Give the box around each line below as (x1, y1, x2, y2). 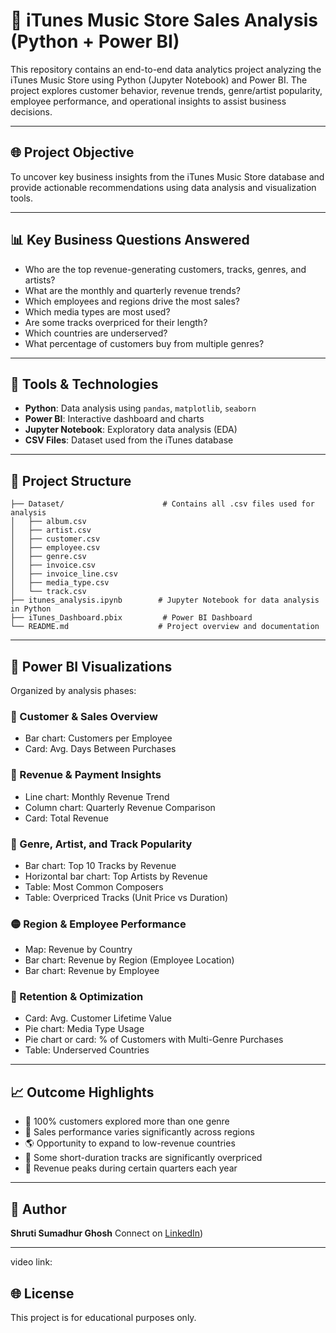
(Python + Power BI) (10, 30, 180, 53)
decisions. (10, 105, 53, 118)
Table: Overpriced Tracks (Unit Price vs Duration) (24, 891, 229, 903)
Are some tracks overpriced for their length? (24, 316, 208, 328)
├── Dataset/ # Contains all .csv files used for (10, 499, 315, 509)
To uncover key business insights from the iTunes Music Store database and (10, 170, 325, 183)
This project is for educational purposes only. (10, 1311, 197, 1323)
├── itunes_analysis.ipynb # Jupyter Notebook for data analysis (10, 595, 320, 606)
